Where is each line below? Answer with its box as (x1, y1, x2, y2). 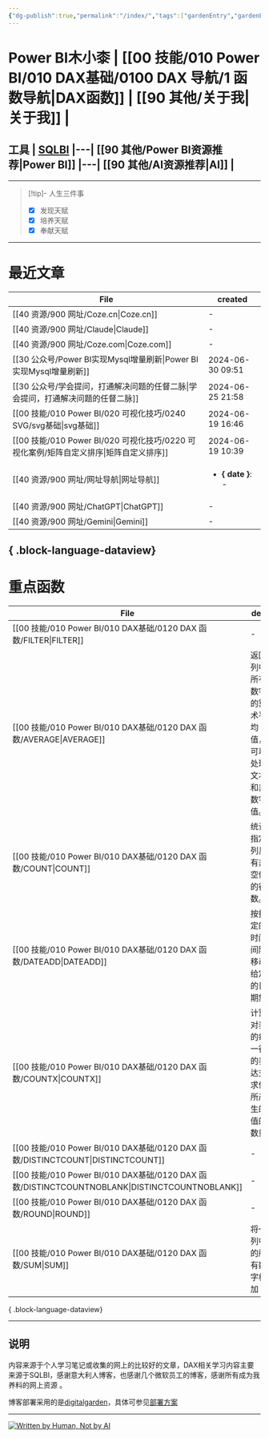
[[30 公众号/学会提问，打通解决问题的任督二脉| (12, 381, 190, 392)
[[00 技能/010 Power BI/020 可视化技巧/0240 (12, 408, 186, 419)
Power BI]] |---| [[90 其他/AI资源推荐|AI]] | (22, 158, 235, 172)
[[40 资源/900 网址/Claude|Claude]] (12, 324, 150, 335)
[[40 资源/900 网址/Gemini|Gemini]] (12, 516, 149, 527)
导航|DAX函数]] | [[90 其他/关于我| (22, 89, 250, 107)
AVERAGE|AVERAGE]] (22, 734, 106, 745)
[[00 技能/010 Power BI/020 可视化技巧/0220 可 (12, 434, 196, 445)
